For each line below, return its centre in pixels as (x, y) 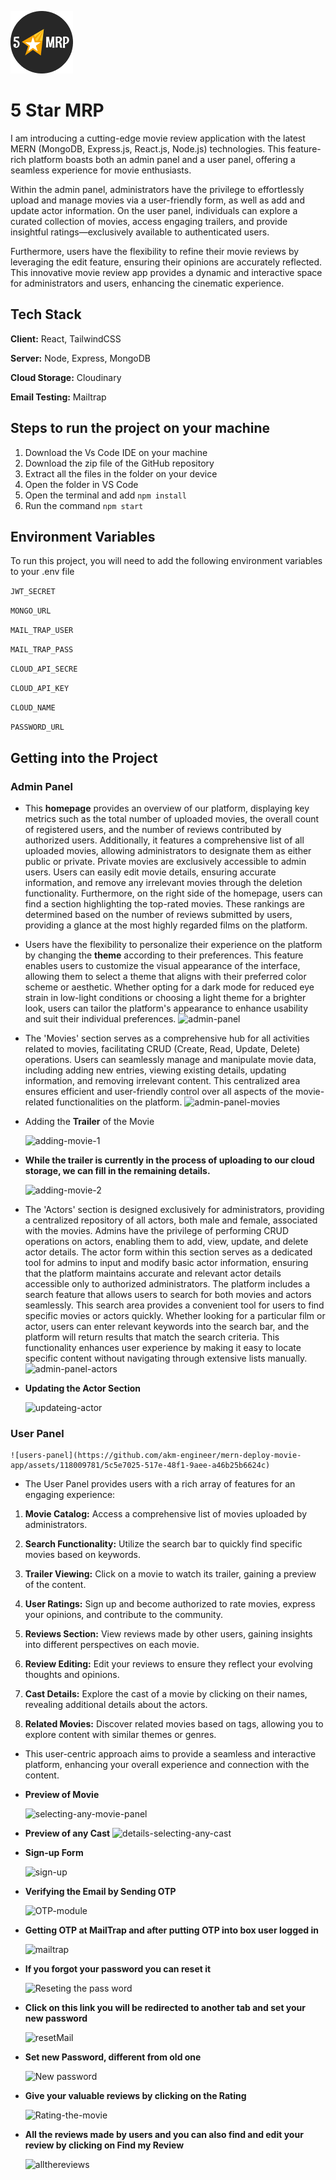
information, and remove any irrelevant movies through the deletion (163, 883)
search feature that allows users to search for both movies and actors (168, 1295)
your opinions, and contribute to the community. (124, 1615)
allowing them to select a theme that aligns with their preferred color (165, 977)
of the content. (55, 1585)
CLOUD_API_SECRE (44, 669)
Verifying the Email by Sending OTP (100, 1892)
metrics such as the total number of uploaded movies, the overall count (172, 819)
